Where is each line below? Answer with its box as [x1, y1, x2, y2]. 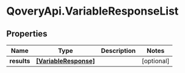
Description [100, 47, 136, 55]
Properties [6, 29, 48, 39]
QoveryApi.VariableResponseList [6, 4, 179, 18]
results [9, 57, 31, 65]
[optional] [141, 57, 170, 65]
